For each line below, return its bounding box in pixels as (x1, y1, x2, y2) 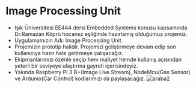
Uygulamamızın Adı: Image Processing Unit (14, 37, 121, 44)
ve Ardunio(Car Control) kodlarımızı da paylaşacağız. (14, 75, 145, 82)
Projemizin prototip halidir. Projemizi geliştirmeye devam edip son (14, 43, 177, 50)
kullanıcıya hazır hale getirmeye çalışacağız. (14, 49, 124, 56)
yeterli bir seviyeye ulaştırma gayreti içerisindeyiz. (14, 62, 138, 69)
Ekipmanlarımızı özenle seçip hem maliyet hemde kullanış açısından (14, 56, 182, 63)
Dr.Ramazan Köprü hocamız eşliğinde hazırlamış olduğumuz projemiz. (14, 30, 188, 37)
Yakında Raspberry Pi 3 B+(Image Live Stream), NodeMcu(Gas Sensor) (14, 68, 191, 75)
